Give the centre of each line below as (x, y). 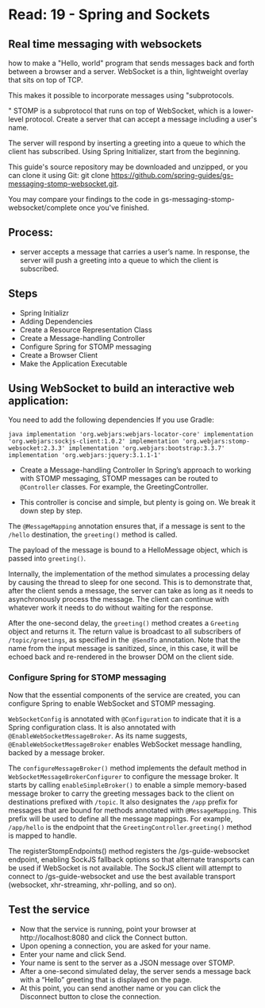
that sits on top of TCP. (46, 80)
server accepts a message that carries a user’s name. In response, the (134, 251)
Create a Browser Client (59, 355)
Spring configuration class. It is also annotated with (92, 727)
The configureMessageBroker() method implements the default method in (128, 768)
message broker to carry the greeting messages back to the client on (121, 793)
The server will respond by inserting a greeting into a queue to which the (127, 143)
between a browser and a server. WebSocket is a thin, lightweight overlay (128, 72)
